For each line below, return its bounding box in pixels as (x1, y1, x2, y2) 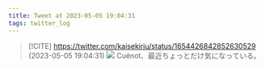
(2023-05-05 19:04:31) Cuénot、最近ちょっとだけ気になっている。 (27, 50, 261, 60)
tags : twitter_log (8, 19, 70, 27)
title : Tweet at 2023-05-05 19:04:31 (8, 11, 136, 20)
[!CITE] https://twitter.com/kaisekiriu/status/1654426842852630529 (27, 41, 256, 50)
